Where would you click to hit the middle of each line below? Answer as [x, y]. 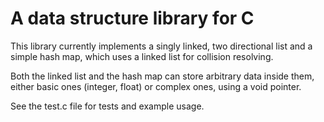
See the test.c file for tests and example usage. [107, 106]
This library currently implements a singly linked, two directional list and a [161, 46]
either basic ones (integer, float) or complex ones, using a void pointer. [156, 86]
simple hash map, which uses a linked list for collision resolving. [142, 56]
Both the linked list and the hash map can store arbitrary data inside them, [162, 76]
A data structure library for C [132, 18]
